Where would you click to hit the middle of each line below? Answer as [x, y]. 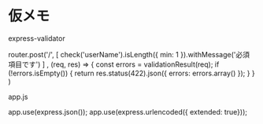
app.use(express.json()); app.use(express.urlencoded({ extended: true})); [128, 111]
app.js [18, 97]
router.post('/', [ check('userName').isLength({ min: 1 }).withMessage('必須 [129, 54]
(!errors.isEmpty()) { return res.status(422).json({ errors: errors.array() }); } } [132, 73]
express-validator [37, 38]
